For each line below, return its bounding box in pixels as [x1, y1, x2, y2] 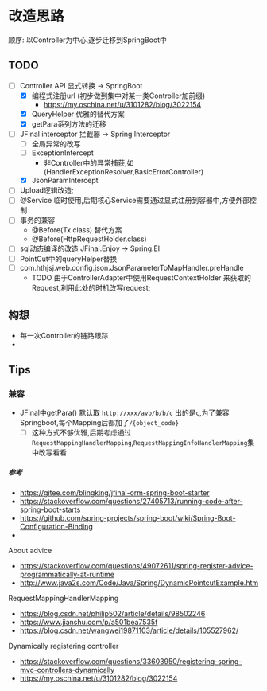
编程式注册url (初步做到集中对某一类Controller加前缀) [31, 91, 206, 100]
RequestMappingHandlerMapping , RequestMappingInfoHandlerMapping [31, 438, 248, 447]
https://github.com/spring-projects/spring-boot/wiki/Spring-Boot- [19, 513, 236, 523]
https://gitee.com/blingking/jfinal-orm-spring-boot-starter [19, 488, 210, 498]
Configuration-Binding [19, 522, 93, 532]
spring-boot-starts [19, 505, 81, 514]
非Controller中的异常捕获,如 [43, 158, 134, 168]
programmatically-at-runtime [19, 570, 115, 580]
